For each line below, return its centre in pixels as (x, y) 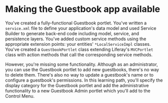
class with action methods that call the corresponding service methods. (79, 54)
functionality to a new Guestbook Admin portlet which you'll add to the (78, 91)
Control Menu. (20, 96)
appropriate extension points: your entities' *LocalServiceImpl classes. (78, 44)
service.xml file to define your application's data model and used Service (81, 28)
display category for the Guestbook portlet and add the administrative (77, 85)
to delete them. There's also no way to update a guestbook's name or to (79, 75)
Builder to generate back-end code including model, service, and (72, 33)
